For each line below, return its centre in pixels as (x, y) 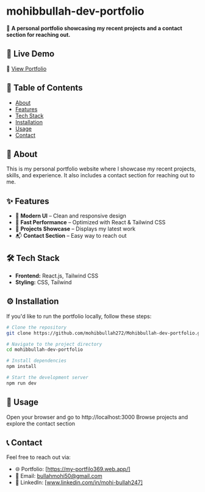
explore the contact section (41, 424)
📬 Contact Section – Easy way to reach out (71, 236)
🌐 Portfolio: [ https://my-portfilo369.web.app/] (73, 469)
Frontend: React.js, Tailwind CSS (57, 276)
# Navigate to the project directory (54, 344)
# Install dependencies (37, 361)
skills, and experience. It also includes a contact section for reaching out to (101, 175)
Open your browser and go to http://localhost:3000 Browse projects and (97, 417)
